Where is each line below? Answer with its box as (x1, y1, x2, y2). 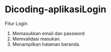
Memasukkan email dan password (12, 30, 85, 36)
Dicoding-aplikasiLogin (5, 4, 106, 15)
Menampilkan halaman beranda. (12, 41, 81, 47)
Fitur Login (5, 20, 28, 27)
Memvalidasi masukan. (12, 36, 61, 42)
